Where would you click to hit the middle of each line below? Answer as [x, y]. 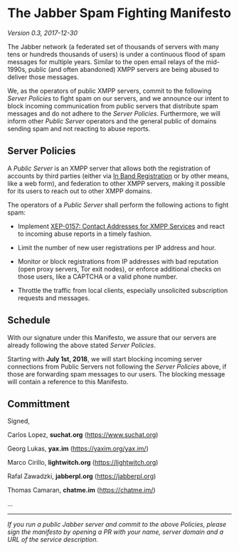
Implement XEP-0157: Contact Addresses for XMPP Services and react [121, 226]
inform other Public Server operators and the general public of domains [112, 121]
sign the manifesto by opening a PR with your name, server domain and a [116, 532]
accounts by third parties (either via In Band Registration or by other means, [118, 175]
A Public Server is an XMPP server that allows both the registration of [109, 168]
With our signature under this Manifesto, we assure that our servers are [112, 337]
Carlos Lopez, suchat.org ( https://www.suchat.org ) [83, 435]
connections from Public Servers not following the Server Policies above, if [117, 366]
